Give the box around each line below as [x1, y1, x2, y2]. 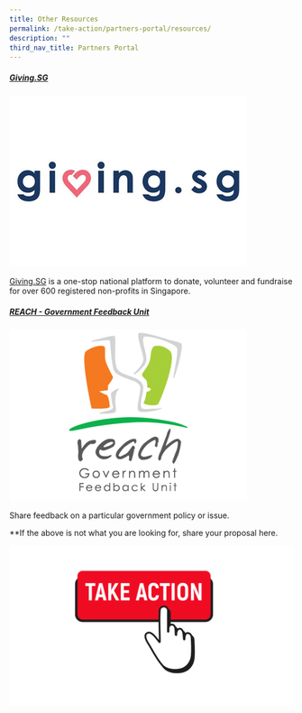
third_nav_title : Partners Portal [9, 43, 140, 52]
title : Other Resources [9, 14, 99, 23]
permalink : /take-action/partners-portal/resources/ [9, 23, 212, 33]
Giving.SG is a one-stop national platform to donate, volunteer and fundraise [9, 276, 293, 287]
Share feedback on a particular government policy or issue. [9, 510, 230, 521]
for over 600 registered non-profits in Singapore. [9, 285, 191, 297]
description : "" [9, 33, 70, 42]
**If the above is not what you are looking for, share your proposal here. [9, 528, 279, 539]
